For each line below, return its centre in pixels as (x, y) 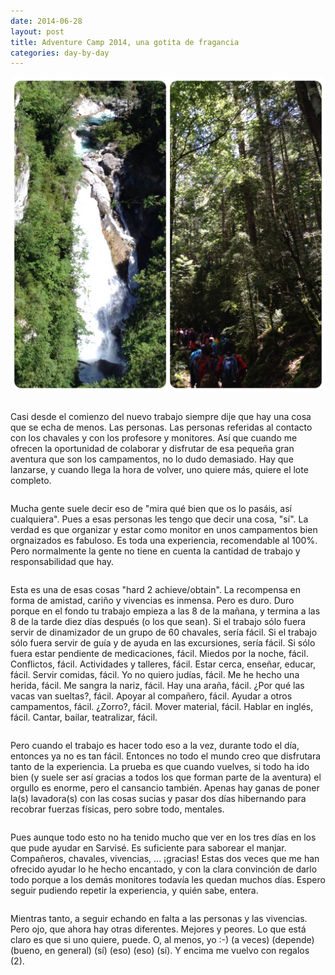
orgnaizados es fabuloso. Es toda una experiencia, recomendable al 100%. (164, 541)
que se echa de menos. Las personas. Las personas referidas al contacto (161, 427)
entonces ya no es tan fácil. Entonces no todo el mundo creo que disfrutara (166, 756)
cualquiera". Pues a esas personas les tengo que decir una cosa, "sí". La (159, 519)
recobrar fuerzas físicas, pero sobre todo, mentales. (117, 809)
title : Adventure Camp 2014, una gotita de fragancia (125, 42)
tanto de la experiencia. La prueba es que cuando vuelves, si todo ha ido (160, 767)
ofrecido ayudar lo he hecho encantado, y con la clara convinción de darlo (164, 869)
